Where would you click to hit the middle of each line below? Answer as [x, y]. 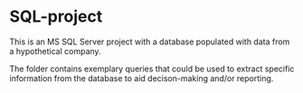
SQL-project [56, 17]
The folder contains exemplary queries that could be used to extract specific [152, 69]
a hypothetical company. [55, 51]
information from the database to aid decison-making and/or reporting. [142, 78]
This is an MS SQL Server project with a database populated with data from [150, 42]
